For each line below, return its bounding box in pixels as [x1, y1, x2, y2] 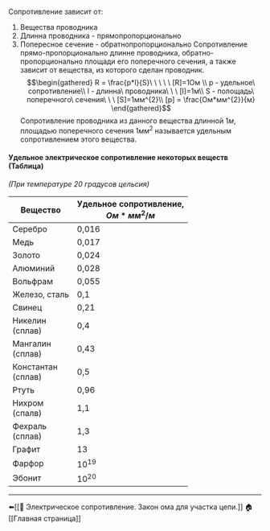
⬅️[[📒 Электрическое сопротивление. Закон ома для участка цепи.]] [8, 502, 243, 512]
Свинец [12, 302, 43, 313]
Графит [12, 444, 41, 455]
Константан [12, 361, 58, 373]
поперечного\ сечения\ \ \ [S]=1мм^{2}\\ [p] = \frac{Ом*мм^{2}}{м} [27, 95, 256, 104]
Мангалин [12, 338, 51, 349]
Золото [12, 249, 41, 261]
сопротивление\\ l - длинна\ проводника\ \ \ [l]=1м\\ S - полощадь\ [27, 86, 255, 96]
